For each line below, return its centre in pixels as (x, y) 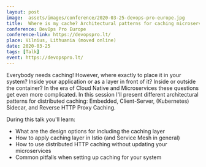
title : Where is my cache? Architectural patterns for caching (90, 23)
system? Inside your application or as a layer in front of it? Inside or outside (101, 81)
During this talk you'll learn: (41, 119)
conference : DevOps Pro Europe (46, 29)
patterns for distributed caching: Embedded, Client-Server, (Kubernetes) (98, 101)
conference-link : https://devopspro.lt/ (59, 35)
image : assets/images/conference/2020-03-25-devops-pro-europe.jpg (96, 18)
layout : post (23, 12)
